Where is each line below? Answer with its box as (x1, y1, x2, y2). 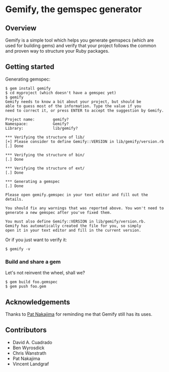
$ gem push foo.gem (5, 284, 47, 289)
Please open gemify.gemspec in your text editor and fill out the (5, 192, 148, 197)
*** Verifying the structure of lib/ (5, 134, 85, 140)
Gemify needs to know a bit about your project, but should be (5, 99, 142, 104)
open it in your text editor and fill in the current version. (5, 228, 142, 233)
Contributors (5, 326, 47, 334)
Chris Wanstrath (12, 350, 47, 356)
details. (5, 197, 24, 202)
